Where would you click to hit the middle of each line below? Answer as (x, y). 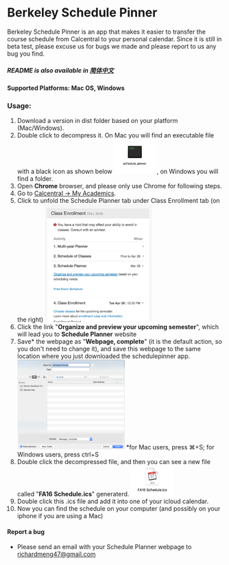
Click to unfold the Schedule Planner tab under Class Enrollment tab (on (119, 201)
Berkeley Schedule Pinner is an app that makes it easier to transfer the (106, 32)
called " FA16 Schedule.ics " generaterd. (73, 494)
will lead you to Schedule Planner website (77, 334)
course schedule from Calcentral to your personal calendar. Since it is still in (114, 38)
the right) (30, 320)
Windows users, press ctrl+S (58, 454)
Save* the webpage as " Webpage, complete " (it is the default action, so (120, 342)
